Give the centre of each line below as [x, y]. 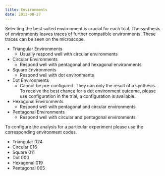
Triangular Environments [37, 49]
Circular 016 [25, 147]
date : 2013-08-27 [23, 14]
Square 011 [23, 152]
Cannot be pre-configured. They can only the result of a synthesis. [88, 85]
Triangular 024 [27, 141]
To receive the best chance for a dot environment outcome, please [88, 91]
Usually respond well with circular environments [69, 54]
